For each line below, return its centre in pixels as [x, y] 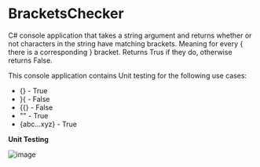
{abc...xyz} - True [48, 124]
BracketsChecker [66, 14]
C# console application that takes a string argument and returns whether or [130, 35]
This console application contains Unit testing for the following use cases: [128, 75]
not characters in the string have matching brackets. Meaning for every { [126, 43]
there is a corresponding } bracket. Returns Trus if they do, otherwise [121, 52]
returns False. [30, 60]
